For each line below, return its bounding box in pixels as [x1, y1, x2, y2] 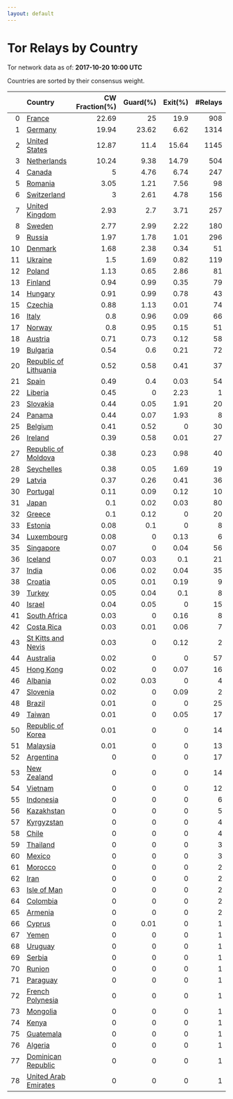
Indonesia [26, 794, 59, 804]
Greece [26, 509, 51, 519]
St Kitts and [26, 633, 64, 643]
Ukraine [26, 255, 53, 265]
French [26, 987, 50, 996]
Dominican [26, 1051, 62, 1061]
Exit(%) [162, 97, 189, 107]
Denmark [26, 244, 57, 253]
